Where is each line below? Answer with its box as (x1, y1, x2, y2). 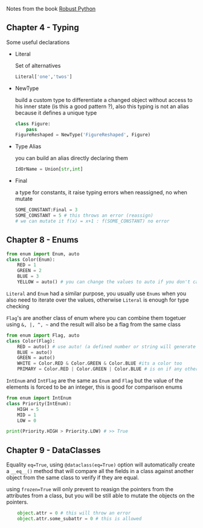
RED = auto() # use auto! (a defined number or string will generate (17, 343, 196, 349)
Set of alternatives (14, 62, 61, 69)
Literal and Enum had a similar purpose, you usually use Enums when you (6, 290, 187, 297)
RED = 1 (17, 262, 36, 268)
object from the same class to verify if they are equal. (6, 474, 140, 482)
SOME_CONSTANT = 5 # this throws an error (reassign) (14, 212, 153, 219)
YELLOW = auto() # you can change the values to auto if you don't (17, 279, 190, 285)
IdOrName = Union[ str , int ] (14, 166, 83, 173)
